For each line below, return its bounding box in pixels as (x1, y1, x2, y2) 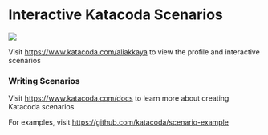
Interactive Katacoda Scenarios (8, 6, 223, 24)
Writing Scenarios (8, 75, 80, 86)
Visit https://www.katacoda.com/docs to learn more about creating (8, 93, 229, 103)
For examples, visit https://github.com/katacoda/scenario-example (8, 117, 229, 127)
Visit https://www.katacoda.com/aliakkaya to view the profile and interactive (8, 46, 261, 57)
